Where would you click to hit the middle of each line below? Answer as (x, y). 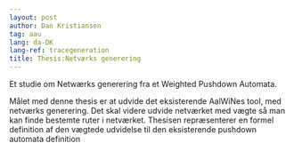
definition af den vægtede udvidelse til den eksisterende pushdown (133, 129)
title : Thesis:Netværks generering (75, 59)
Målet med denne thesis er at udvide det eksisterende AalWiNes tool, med (146, 101)
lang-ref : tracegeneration (59, 51)
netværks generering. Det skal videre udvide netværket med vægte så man (147, 111)
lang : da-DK (31, 42)
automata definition (45, 139)
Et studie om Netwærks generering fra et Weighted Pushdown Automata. (143, 84)
